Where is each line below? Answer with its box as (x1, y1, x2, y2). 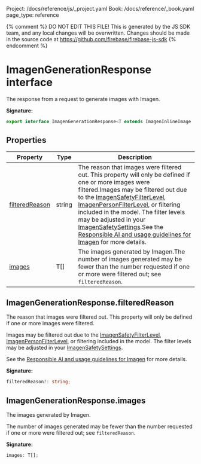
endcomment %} (6, 42, 48, 49)
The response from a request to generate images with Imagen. (6, 95, 160, 102)
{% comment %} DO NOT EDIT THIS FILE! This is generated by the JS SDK (6, 23, 191, 30)
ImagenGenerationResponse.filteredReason (6, 298, 175, 308)
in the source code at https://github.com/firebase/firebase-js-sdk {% (6, 36, 176, 42)
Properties (6, 135, 47, 145)
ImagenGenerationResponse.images (6, 395, 146, 405)
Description (117, 152, 153, 161)
